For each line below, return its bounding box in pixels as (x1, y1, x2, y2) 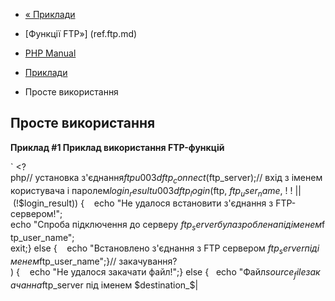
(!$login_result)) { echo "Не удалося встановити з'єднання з (12, 197, 274, 209)
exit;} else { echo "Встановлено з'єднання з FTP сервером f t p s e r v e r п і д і (10, 242, 320, 256)
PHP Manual (24, 47, 77, 59)
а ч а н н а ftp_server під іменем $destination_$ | (10, 279, 199, 291)
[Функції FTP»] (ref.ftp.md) (24, 28, 138, 39)
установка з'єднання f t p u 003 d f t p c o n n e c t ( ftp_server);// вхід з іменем (34, 171, 323, 186)
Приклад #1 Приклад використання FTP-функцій (10, 141, 225, 153)
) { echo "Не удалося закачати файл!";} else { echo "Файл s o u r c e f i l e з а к (10, 266, 321, 280)
